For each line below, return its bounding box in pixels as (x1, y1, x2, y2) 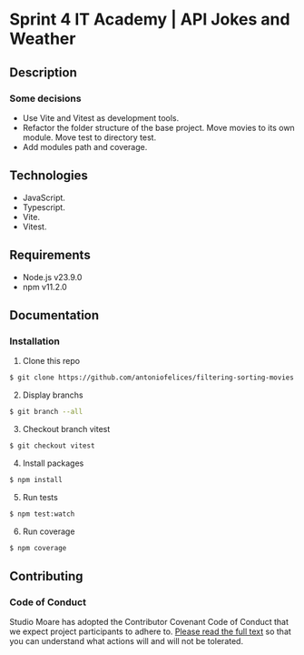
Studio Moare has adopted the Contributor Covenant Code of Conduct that (9, 617, 289, 628)
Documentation (9, 307, 100, 323)
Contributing (9, 569, 83, 584)
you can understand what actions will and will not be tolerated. (9, 636, 243, 647)
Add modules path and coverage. (22, 141, 148, 152)
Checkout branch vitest (22, 423, 111, 434)
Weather (9, 28, 76, 49)
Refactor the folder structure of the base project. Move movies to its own (22, 122, 295, 133)
